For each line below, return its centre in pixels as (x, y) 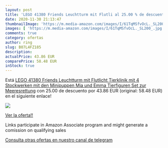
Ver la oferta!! (19, 115)
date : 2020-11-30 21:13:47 (33, 19)
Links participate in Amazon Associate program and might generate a (76, 125)
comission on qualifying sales (36, 130)
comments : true (21, 33)
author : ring (19, 43)
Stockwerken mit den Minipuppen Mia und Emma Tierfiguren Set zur (76, 85)
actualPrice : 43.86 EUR (30, 56)
